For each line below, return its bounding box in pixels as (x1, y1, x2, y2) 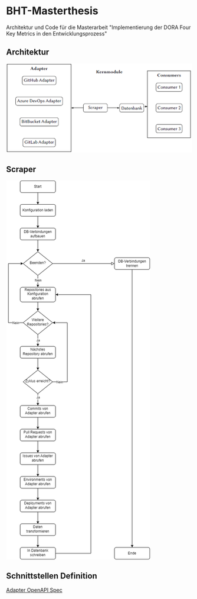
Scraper (6, 165, 37, 175)
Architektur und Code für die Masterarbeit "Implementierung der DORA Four (6, 24, 191, 31)
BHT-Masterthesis (6, 4, 98, 18)
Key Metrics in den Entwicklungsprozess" (6, 30, 107, 37)
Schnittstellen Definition (6, 571, 97, 581)
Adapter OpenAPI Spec (6, 587, 63, 594)
